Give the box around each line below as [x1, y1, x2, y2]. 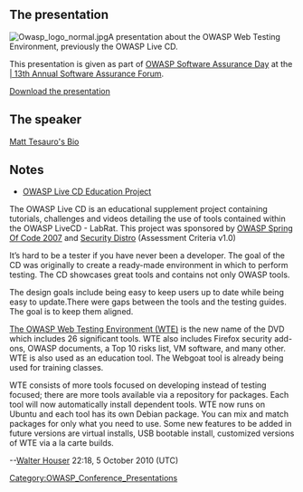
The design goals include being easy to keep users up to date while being [9, 287, 285, 298]
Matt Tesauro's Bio [9, 136, 80, 147]
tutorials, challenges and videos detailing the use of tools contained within [9, 213, 287, 225]
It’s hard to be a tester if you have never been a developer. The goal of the [9, 250, 285, 261]
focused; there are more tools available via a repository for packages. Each [9, 390, 289, 400]
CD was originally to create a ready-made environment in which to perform [9, 260, 289, 271]
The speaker [9, 112, 82, 128]
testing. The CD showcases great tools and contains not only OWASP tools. [9, 269, 290, 280]
